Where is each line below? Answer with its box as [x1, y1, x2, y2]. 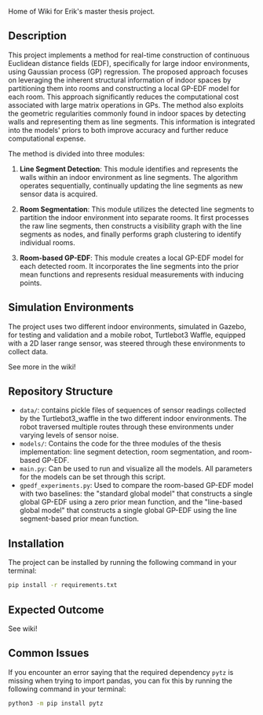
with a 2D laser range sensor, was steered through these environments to [8, 338, 246, 348]
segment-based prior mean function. [19, 514, 140, 523]
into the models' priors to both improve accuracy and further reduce [8, 125, 229, 134]
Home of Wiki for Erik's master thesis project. [8, 7, 155, 16]
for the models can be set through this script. [19, 472, 166, 482]
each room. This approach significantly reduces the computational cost [8, 92, 239, 101]
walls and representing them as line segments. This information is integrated [8, 117, 255, 126]
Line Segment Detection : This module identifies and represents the [19, 164, 239, 174]
